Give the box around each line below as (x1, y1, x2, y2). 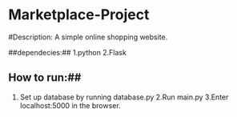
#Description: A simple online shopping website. (8, 32, 168, 42)
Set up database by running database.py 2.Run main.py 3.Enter (19, 92, 229, 102)
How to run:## (8, 71, 82, 85)
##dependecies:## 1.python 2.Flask (8, 47, 127, 57)
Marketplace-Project (8, 6, 150, 24)
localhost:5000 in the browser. (19, 100, 122, 110)
